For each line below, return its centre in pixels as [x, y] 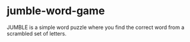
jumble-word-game [56, 11]
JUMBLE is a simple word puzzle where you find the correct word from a [96, 27]
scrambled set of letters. [37, 33]
